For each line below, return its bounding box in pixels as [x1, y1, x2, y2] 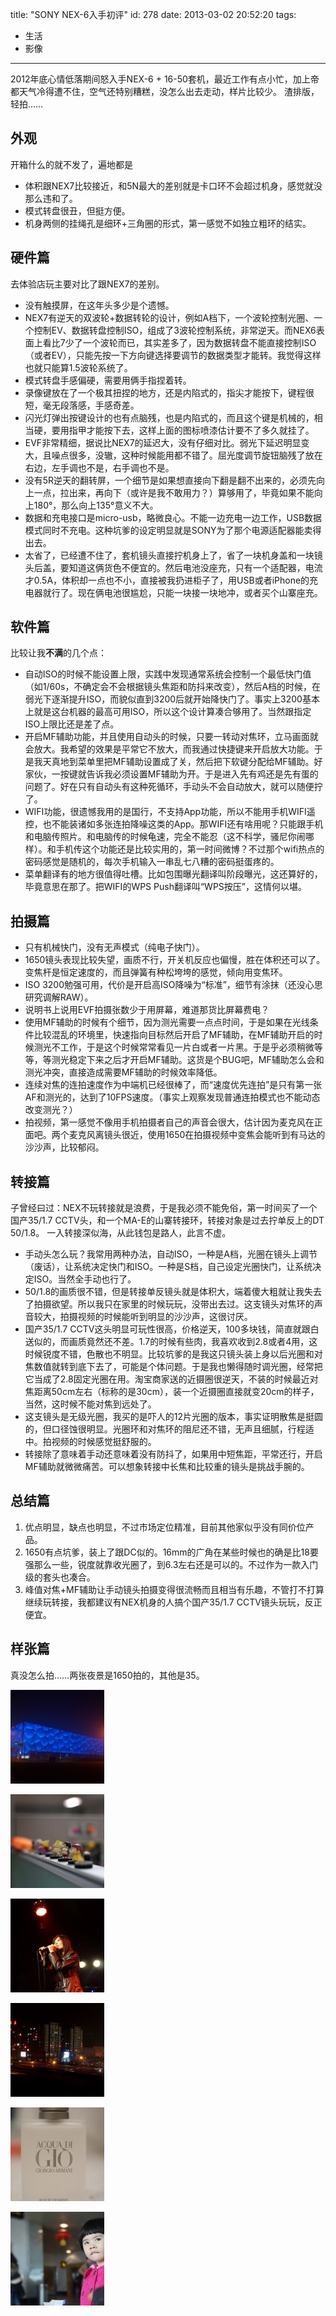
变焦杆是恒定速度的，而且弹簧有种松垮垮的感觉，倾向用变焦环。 [24, 966, 288, 978]
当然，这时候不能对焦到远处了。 [24, 1398, 157, 1410]
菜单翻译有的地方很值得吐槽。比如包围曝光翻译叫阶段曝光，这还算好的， [24, 868, 323, 880]
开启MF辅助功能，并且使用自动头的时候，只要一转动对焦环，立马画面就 [24, 731, 319, 743]
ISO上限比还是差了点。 [24, 718, 120, 730]
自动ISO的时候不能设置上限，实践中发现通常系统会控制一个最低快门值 [24, 668, 312, 680]
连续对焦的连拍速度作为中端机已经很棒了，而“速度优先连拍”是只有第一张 [24, 1079, 323, 1091]
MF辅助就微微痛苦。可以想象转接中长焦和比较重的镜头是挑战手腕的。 [24, 1461, 310, 1473]
